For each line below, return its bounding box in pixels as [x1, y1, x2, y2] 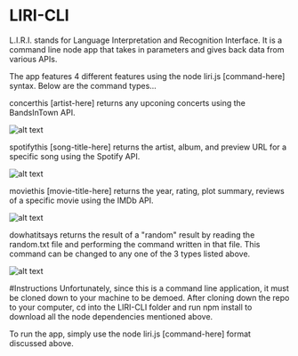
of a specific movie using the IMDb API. [9, 195, 154, 206]
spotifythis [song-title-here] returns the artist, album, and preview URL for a [9, 142, 287, 152]
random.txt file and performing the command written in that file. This [9, 239, 261, 249]
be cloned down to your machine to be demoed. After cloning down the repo [9, 292, 290, 303]
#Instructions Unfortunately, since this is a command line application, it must [9, 282, 289, 294]
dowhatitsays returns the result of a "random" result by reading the [9, 229, 255, 240]
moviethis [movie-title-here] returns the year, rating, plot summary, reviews [9, 185, 285, 196]
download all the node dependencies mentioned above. [9, 311, 213, 321]
